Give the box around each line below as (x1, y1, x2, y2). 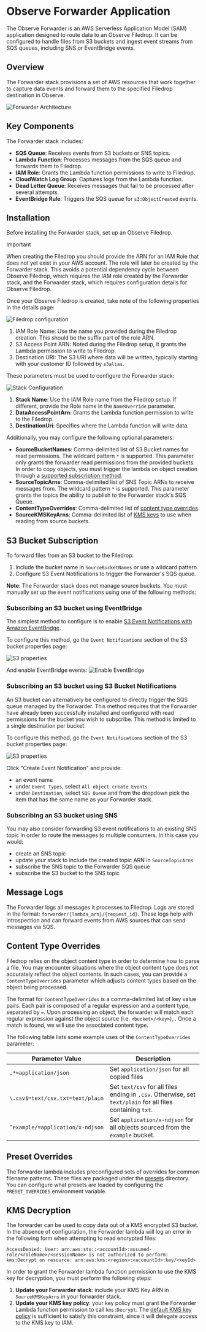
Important (6, 241, 31, 248)
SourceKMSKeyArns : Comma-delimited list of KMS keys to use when (15, 511, 192, 518)
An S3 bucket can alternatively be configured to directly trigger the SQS (6, 696, 188, 703)
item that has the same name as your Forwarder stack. (15, 795, 153, 803)
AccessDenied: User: (6, 1247, 59, 1253)
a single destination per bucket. (6, 722, 86, 729)
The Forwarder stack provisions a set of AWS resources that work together (6, 78, 196, 85)
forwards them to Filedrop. (15, 162, 83, 169)
